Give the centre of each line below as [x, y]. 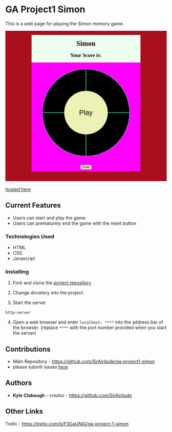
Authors [19, 383]
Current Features [33, 206]
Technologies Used [30, 236]
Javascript [24, 258]
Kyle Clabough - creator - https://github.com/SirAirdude [72, 395]
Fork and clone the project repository [52, 283]
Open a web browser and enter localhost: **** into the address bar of [88, 322]
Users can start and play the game [49, 218]
